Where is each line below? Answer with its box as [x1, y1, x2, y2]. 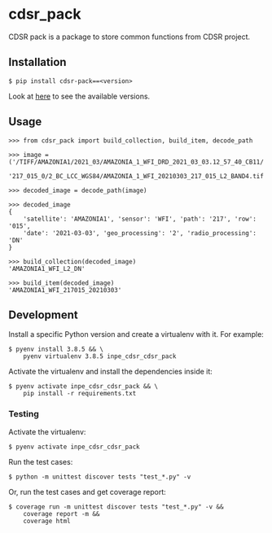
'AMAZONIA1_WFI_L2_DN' [8, 264, 86, 273]
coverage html [23, 517, 71, 525]
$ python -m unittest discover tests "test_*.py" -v [8, 473, 191, 481]
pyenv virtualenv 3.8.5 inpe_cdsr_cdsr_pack [23, 352, 177, 360]
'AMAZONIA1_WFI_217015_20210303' [8, 286, 122, 294]
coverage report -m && [23, 509, 100, 518]
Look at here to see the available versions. [8, 91, 151, 101]
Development [8, 308, 79, 321]
